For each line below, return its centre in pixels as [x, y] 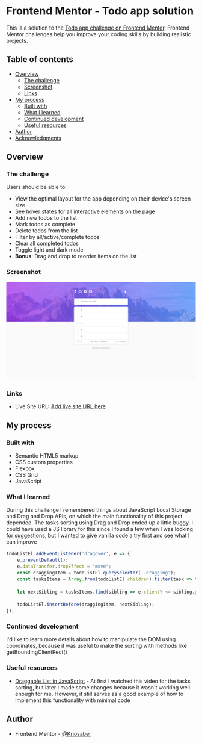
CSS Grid [26, 475]
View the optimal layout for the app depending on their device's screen [103, 199]
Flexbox [25, 468]
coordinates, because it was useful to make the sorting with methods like [97, 646]
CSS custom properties [44, 462]
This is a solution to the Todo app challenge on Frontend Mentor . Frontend [98, 28]
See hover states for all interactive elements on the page [85, 211]
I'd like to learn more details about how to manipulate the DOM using [91, 639]
